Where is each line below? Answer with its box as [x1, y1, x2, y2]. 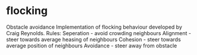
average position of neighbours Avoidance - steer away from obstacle [6, 42, 177, 49]
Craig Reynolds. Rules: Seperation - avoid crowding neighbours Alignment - [6, 29, 192, 36]
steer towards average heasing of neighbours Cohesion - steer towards [6, 36, 181, 43]
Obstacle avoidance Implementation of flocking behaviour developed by [6, 23, 183, 30]
